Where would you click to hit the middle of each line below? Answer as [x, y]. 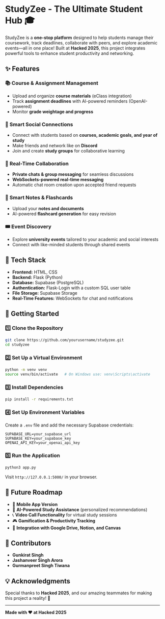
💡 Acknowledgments [38, 581]
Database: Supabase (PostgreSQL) [48, 282]
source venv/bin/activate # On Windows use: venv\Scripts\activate [78, 374]
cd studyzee [17, 345]
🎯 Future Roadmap [34, 492]
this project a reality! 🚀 [28, 598]
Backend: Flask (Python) [37, 277]
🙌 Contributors [28, 543]
